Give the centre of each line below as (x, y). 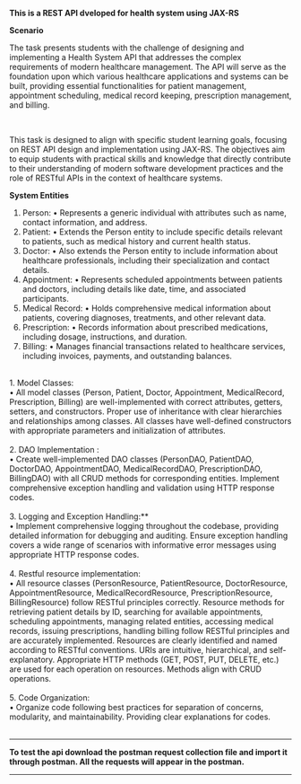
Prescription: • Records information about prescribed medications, (145, 327)
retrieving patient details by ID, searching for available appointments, (136, 612)
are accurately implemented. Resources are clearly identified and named (143, 640)
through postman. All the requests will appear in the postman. (127, 762)
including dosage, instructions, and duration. (105, 337)
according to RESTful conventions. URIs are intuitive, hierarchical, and (138, 650)
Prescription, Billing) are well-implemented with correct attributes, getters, (146, 402)
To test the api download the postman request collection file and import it (149, 752)
